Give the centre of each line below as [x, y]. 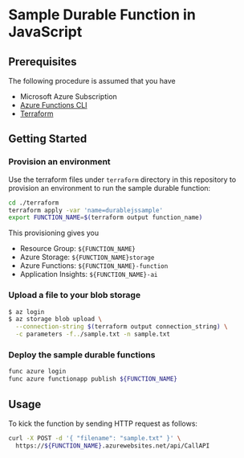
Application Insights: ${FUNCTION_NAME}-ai [89, 274]
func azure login [37, 372]
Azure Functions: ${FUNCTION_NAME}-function [94, 266]
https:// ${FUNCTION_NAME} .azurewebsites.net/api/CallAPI [113, 446]
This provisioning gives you [53, 233]
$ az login [26, 312]
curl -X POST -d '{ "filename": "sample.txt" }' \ [95, 438]
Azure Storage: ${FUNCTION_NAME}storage [87, 257]
